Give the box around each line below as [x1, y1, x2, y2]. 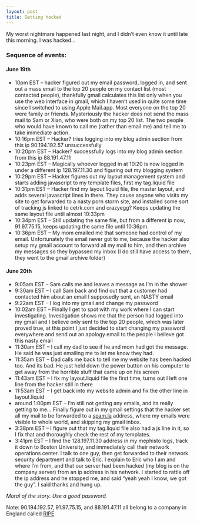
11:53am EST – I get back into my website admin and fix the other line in [14, 387, 188, 394]
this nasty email [14, 337, 53, 344]
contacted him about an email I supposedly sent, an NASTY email [14, 293, 173, 300]
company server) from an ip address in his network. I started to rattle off [14, 468, 190, 475]
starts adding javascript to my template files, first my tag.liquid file [14, 179, 175, 186]
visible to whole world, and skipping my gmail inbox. [14, 418, 142, 425]
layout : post [6, 8, 38, 15]
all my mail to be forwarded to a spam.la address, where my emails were [14, 412, 190, 419]
